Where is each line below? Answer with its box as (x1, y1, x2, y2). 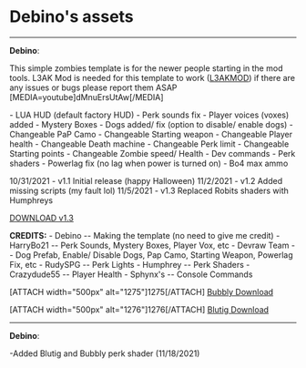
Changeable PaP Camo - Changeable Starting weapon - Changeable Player (9, 128, 293, 139)
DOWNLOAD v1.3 (9, 212, 75, 223)
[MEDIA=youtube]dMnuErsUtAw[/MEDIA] (9, 91, 164, 102)
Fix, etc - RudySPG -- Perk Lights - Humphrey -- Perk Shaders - (9, 259, 250, 270)
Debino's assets (9, 6, 134, 27)
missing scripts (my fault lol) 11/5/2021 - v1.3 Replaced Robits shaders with (9, 185, 290, 196)
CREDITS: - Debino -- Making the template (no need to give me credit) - (9, 230, 280, 240)
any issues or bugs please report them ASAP (9, 82, 178, 93)
